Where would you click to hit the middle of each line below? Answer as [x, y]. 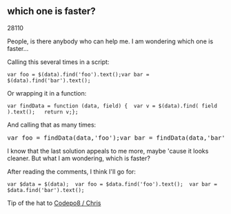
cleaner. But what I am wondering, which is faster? [79, 158]
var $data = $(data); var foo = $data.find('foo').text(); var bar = [112, 184]
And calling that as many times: [52, 125]
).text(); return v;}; [43, 112]
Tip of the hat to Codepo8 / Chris [54, 203]
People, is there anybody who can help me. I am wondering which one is [110, 41]
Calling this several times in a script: [58, 62]
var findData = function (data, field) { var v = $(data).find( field [112, 106]
